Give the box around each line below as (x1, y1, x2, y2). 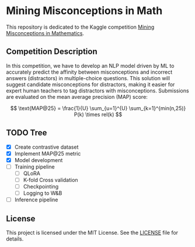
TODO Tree (6, 128, 47, 138)
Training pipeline (14, 163, 55, 170)
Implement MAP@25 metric (14, 150, 81, 157)
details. (6, 235, 24, 242)
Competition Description (6, 47, 97, 57)
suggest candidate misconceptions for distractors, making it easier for (6, 81, 175, 88)
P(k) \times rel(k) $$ (74, 111, 123, 118)
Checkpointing (23, 183, 59, 190)
